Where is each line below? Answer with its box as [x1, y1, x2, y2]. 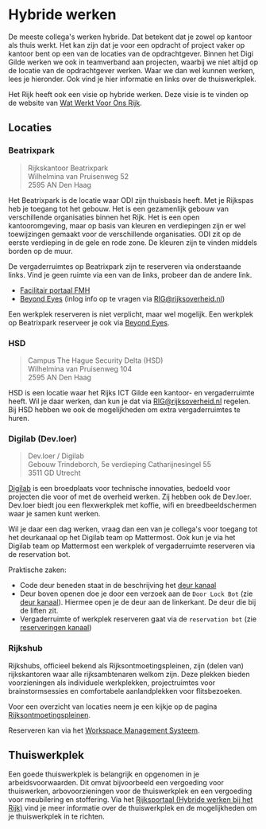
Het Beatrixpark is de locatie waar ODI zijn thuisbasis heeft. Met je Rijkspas [8, 195, 254, 204]
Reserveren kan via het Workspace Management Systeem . [8, 726, 200, 735]
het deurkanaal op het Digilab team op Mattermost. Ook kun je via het [8, 533, 236, 543]
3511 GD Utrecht [27, 468, 81, 478]
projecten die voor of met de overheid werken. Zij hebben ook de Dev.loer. [8, 492, 252, 502]
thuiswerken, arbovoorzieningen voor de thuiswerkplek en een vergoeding [8, 786, 253, 796]
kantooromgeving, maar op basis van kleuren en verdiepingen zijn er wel [8, 220, 246, 230]
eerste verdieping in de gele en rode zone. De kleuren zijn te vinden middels [8, 237, 258, 247]
